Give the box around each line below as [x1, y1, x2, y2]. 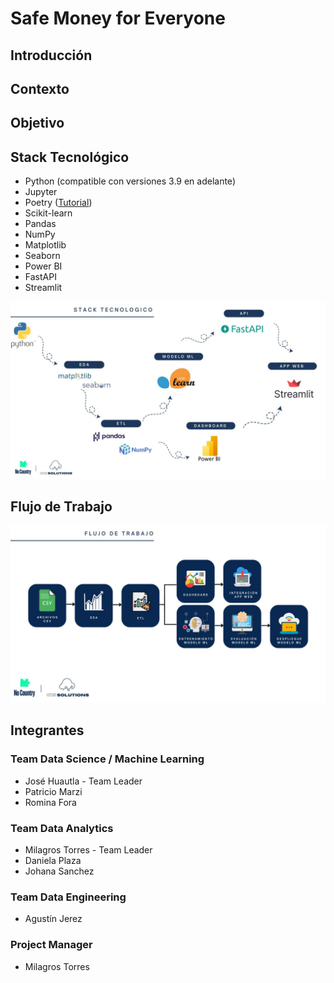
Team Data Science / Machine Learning [10, 752, 205, 766]
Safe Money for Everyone [10, 7, 226, 30]
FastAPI [24, 271, 57, 283]
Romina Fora [24, 796, 77, 808]
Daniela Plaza [24, 854, 82, 866]
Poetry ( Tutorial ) [24, 197, 93, 209]
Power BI [24, 260, 63, 272]
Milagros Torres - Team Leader [24, 843, 153, 856]
